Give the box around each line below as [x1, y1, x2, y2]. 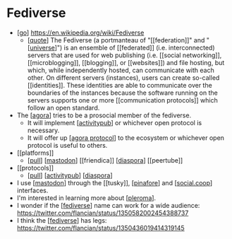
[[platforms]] [16, 148, 54, 157]
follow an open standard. [27, 103, 100, 112]
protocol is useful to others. [27, 141, 108, 149]
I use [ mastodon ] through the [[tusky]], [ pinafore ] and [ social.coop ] [16, 178, 213, 187]
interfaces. [16, 186, 49, 194]
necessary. [27, 126, 60, 134]
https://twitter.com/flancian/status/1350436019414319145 [16, 223, 185, 232]
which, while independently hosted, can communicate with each [27, 66, 214, 74]
